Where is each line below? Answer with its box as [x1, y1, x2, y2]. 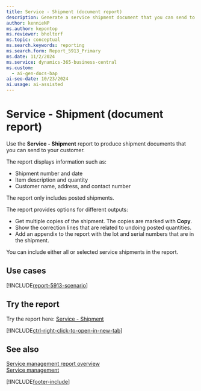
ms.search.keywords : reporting [6, 43, 85, 49]
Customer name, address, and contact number [14, 182, 131, 189]
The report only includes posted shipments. [6, 194, 114, 202]
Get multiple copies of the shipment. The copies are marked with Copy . [14, 217, 193, 224]
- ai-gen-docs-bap [11, 70, 58, 76]
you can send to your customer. [6, 146, 85, 153]
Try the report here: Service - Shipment [6, 315, 104, 322]
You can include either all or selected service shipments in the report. [6, 248, 179, 256]
